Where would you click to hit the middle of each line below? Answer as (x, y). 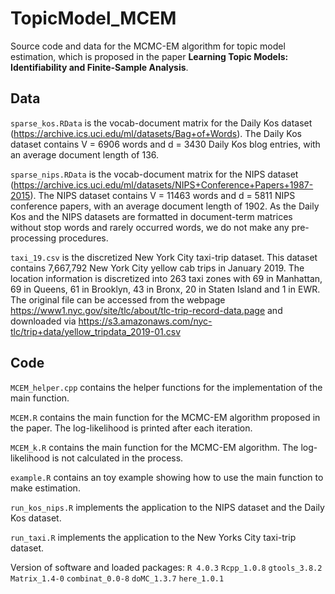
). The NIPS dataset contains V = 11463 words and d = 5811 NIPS (162, 195)
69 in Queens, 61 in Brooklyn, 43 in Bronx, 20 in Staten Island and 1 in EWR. (165, 289)
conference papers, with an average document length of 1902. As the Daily (165, 206)
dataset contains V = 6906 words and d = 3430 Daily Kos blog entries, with (165, 144)
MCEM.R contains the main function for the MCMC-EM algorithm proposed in (165, 417)
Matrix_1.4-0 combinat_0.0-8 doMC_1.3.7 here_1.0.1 (117, 578)
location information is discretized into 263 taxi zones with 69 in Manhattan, (166, 278)
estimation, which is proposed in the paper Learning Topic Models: (149, 56)
